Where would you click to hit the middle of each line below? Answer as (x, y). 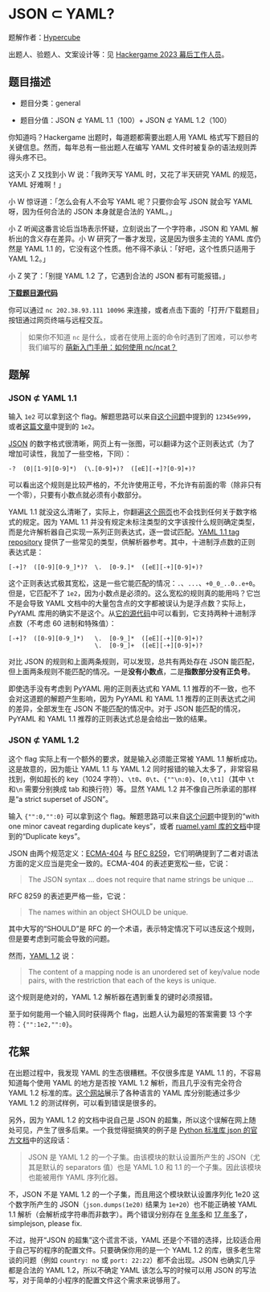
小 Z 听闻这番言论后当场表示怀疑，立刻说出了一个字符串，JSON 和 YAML (129, 228)
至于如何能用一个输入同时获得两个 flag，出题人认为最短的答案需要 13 (123, 1014)
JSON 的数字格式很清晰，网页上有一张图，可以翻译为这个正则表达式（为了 (132, 444)
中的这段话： (51, 1140)
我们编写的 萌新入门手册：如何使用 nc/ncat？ (102, 347)
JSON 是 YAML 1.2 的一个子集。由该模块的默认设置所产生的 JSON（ (140, 1157)
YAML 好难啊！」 (37, 184)
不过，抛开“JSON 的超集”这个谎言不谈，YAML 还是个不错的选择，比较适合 (131, 1240)
